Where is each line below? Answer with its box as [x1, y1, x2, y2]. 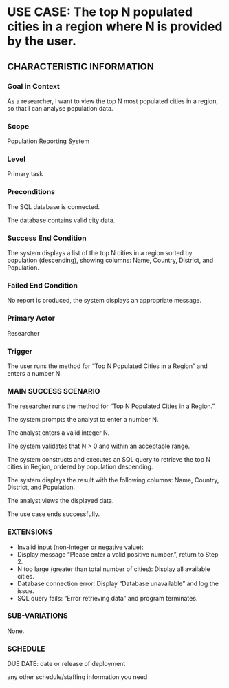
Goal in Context [7, 81, 61, 91]
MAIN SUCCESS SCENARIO [7, 386, 100, 396]
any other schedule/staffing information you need [7, 673, 148, 681]
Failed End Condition [7, 280, 78, 290]
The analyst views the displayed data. [7, 497, 114, 505]
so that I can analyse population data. [7, 104, 113, 112]
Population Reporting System [7, 137, 90, 145]
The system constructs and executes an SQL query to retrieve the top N [7, 455, 211, 464]
